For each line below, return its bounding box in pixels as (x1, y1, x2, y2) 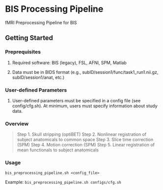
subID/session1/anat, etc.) (12, 74, 65, 80)
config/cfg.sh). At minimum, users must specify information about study (12, 103, 158, 109)
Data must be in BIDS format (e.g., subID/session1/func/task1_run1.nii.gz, (12, 69, 159, 75)
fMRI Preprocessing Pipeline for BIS (5, 20, 77, 25)
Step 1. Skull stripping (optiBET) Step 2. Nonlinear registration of (17, 131, 147, 138)
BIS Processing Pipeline (5, 3, 104, 15)
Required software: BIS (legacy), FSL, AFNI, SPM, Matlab (12, 60, 127, 66)
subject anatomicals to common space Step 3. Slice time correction (17, 137, 153, 142)
